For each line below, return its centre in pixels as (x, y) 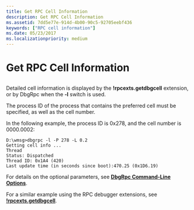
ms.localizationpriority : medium (47, 39)
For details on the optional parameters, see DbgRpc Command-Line (89, 177)
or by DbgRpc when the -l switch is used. (56, 94)
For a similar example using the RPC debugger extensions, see (81, 194)
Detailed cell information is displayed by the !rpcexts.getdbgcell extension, (97, 88)
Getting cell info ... (34, 145)
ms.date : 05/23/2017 (31, 33)
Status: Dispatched (30, 155)
